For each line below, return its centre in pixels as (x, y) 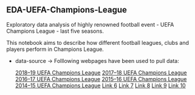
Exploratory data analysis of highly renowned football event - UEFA (90, 24)
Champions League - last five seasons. (55, 31)
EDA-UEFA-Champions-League (67, 10)
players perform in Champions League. (55, 49)
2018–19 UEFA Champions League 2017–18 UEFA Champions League (101, 73)
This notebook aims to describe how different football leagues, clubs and (98, 42)
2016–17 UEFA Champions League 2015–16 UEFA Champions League (101, 79)
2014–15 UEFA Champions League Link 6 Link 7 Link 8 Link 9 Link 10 (101, 85)
